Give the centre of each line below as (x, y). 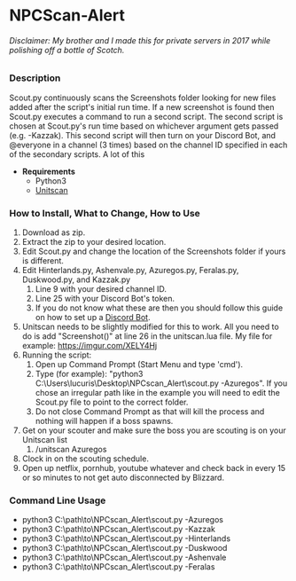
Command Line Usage (58, 500)
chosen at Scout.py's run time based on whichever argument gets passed (144, 126)
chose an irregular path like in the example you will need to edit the (158, 393)
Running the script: (57, 355)
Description (35, 78)
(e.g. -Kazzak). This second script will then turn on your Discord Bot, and (143, 135)
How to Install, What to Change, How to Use (105, 213)
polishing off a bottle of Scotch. (67, 50)
